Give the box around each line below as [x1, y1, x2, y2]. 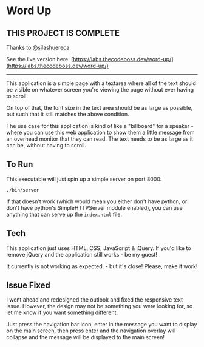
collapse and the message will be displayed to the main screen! [6, 334, 165, 341]
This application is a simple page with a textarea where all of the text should [6, 79, 196, 87]
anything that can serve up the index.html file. [6, 211, 123, 218]
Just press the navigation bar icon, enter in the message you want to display [6, 321, 197, 328]
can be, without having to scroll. [6, 142, 87, 149]
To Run [6, 159, 33, 170]
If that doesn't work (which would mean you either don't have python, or [6, 198, 188, 205]
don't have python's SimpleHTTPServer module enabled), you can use [6, 204, 183, 211]
